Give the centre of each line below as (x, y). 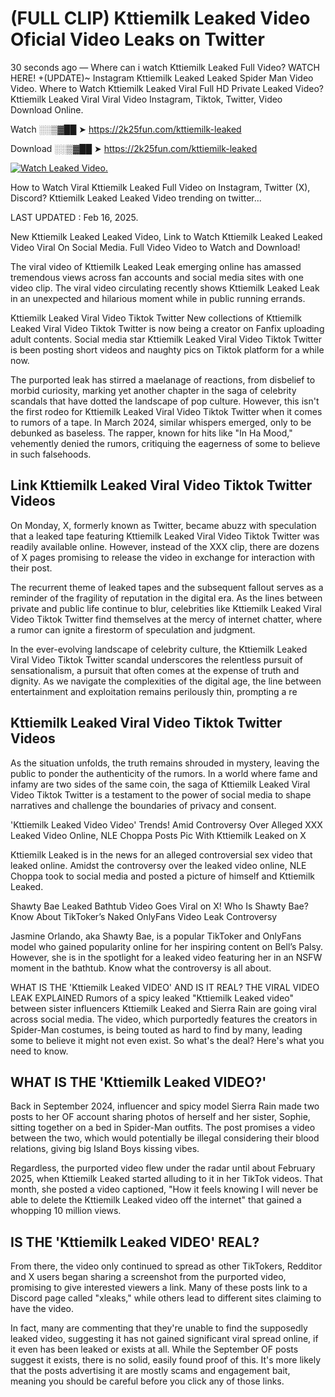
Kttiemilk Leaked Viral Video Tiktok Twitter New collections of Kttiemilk (156, 318)
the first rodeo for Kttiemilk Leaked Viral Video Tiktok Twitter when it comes (166, 411)
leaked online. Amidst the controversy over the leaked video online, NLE (158, 865)
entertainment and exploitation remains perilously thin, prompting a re (154, 691)
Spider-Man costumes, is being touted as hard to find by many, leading (156, 1029)
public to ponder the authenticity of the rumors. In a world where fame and (164, 773)
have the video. (42, 1309)
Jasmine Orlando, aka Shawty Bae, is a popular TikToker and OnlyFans (156, 936)
